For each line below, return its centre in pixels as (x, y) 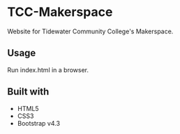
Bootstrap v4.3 (39, 123)
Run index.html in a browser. (48, 69)
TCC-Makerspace (60, 12)
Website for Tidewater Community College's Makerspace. (90, 31)
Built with (28, 92)
